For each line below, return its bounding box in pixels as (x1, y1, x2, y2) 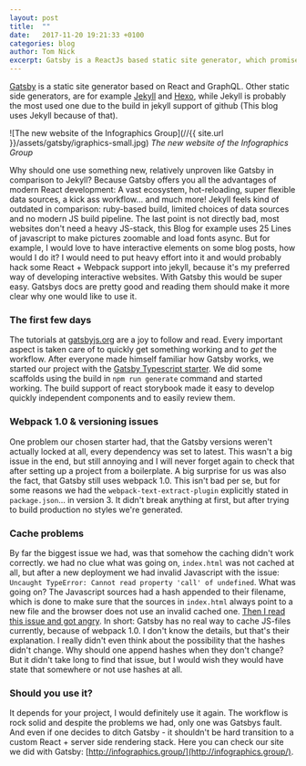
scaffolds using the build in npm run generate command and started (9, 373, 263, 384)
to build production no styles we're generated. (9, 504, 184, 515)
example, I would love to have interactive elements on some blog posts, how (9, 243, 296, 253)
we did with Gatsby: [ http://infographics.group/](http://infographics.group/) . (9, 746, 294, 758)
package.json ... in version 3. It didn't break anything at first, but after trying (9, 494, 290, 505)
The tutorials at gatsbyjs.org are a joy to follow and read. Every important (9, 334, 283, 345)
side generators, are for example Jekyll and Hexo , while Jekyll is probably (9, 90, 287, 101)
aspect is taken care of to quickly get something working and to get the (9, 344, 278, 355)
